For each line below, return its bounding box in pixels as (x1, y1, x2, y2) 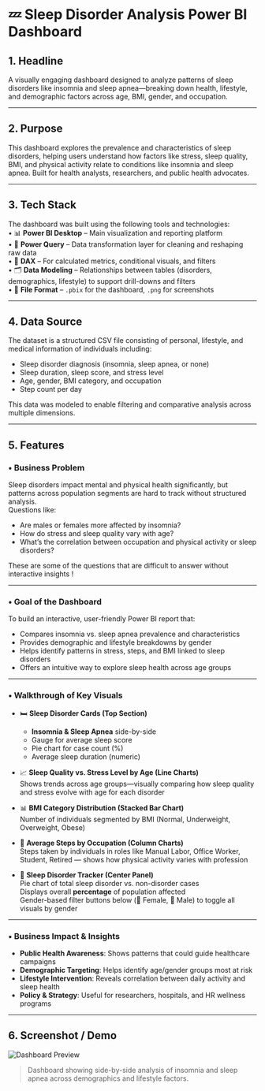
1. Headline (8, 54, 64, 68)
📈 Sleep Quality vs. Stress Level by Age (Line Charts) (19, 767, 200, 777)
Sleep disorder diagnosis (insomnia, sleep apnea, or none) (19, 359, 210, 369)
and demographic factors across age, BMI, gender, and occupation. (8, 92, 228, 101)
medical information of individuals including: (8, 344, 152, 354)
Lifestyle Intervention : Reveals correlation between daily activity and (19, 974, 246, 983)
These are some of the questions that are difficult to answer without (8, 561, 229, 571)
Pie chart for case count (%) (31, 743, 124, 753)
